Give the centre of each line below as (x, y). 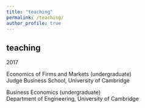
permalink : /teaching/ (35, 18)
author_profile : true (34, 23)
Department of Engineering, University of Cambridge (72, 99)
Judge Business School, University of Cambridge (68, 81)
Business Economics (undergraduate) (54, 92)
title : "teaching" (30, 12)
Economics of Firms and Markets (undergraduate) (69, 74)
